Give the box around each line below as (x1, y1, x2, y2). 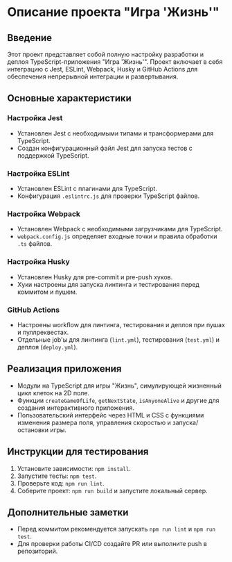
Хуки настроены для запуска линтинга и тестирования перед (17, 280, 199, 288)
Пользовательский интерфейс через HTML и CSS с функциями (17, 411, 204, 419)
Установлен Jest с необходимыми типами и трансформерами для (17, 129, 213, 138)
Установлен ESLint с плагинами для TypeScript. (17, 184, 158, 192)
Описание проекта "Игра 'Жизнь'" (7, 4, 220, 20)
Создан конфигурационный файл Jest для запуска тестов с (17, 144, 193, 152)
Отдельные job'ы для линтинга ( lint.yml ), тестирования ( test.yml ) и (17, 335, 220, 344)
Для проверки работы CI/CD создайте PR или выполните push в (17, 540, 208, 548)
